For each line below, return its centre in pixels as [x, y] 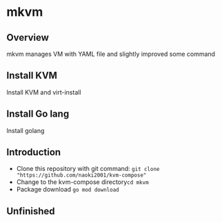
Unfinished [31, 211]
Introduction [34, 152]
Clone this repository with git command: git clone [88, 169]
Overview [28, 38]
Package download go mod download [68, 190]
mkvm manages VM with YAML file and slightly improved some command [111, 54]
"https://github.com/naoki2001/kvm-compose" [81, 175]
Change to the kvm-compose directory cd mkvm [82, 182]
